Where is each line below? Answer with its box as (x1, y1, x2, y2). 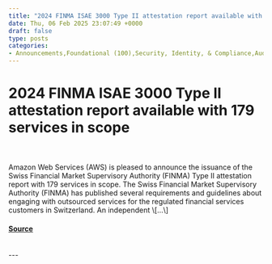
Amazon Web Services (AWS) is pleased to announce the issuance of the (8, 162, 253, 172)
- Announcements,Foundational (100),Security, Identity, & (8, 49, 212, 57)
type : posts (8, 34, 49, 43)
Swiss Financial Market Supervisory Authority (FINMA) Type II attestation (8, 170, 253, 180)
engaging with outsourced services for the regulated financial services (8, 196, 244, 206)
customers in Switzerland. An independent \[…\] (8, 205, 168, 215)
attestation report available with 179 (8, 102, 255, 119)
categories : (8, 42, 49, 50)
